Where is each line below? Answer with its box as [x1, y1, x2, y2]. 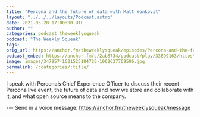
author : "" [6, 25, 33, 31]
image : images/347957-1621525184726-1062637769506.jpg [6, 58, 145, 64]
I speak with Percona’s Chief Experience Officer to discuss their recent [6, 80, 180, 87]
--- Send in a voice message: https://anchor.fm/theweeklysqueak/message [6, 105, 191, 112]
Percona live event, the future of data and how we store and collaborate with [6, 87, 194, 94]
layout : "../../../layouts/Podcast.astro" [6, 14, 113, 20]
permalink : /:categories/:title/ [6, 64, 89, 70]
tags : [6, 42, 20, 48]
